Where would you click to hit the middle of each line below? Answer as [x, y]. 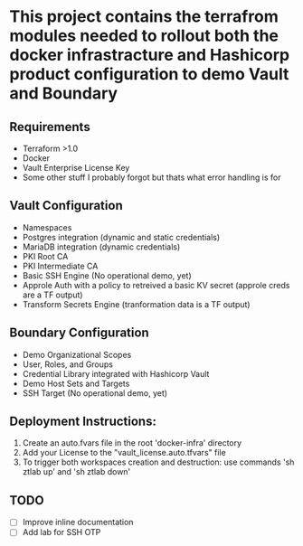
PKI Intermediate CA [60, 266]
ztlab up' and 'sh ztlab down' [76, 472]
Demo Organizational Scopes [77, 354]
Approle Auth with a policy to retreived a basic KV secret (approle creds [156, 285]
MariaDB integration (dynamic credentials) [101, 247]
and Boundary [64, 94]
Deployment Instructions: [83, 422]
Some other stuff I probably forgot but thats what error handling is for [151, 177]
